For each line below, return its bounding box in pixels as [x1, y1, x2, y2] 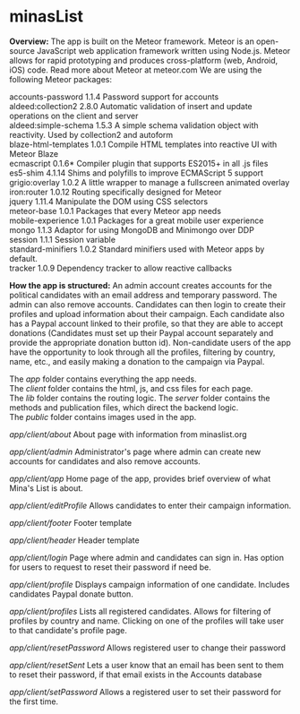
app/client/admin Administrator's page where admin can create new [9, 446, 261, 457]
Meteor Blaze [9, 148, 59, 159]
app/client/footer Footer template [9, 517, 133, 528]
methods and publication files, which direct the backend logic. [9, 401, 239, 413]
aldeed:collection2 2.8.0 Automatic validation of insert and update [9, 100, 253, 111]
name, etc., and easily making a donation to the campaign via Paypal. [9, 356, 265, 366]
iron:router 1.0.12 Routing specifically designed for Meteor [9, 186, 222, 197]
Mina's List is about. [9, 482, 83, 494]
